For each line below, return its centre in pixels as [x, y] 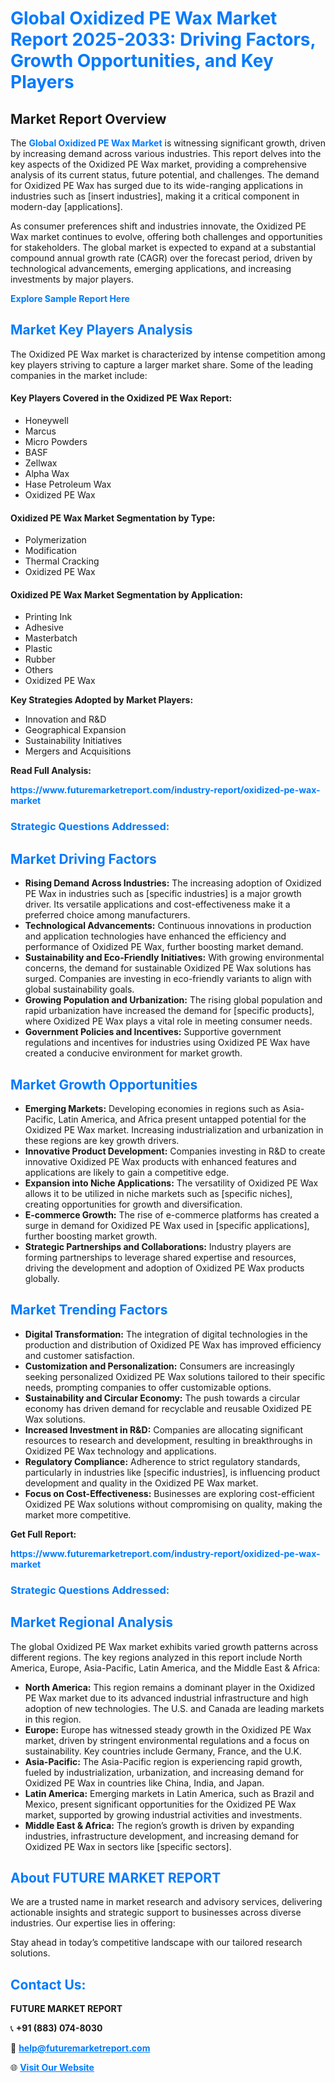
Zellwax [41, 463]
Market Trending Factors [89, 1310]
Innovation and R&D [65, 719]
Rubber [40, 659]
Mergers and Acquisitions [78, 751]
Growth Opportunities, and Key [142, 61]
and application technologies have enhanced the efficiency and [155, 936]
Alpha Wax [47, 474]
